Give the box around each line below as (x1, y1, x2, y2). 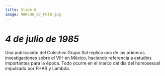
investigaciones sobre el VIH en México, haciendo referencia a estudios (5, 55, 152, 61)
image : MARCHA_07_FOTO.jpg (5, 12, 61, 17)
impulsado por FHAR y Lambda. (5, 66, 71, 72)
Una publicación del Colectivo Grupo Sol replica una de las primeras (5, 50, 145, 56)
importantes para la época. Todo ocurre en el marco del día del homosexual (5, 60, 161, 66)
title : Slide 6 (5, 7, 37, 12)
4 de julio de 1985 (5, 33, 80, 45)
